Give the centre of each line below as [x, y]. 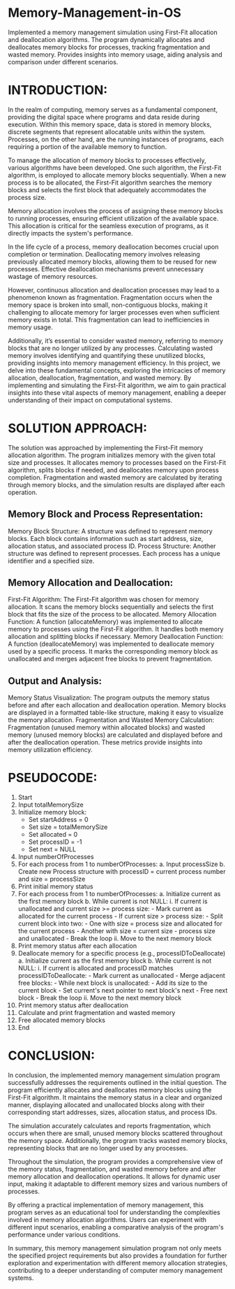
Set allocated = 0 [53, 835]
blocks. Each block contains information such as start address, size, [106, 538]
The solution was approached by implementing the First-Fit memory [106, 447]
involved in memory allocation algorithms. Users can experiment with [107, 1220]
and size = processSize [52, 879]
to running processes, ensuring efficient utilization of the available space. [113, 218]
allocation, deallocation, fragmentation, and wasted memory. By [100, 377]
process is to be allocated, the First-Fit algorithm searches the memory [110, 182]
